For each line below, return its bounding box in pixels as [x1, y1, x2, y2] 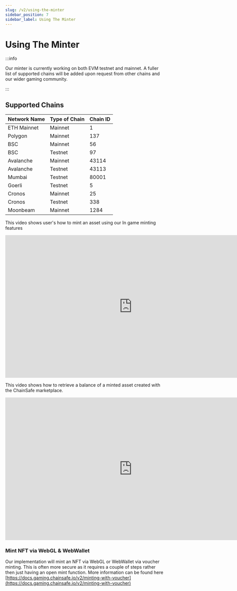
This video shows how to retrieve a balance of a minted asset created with [5, 382, 161, 388]
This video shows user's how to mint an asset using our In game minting [5, 220, 156, 226]
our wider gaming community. [5, 76, 68, 82]
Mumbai [8, 173, 27, 181]
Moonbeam [8, 206, 35, 214]
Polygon [8, 132, 28, 140]
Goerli [8, 182, 22, 189]
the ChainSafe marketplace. [5, 388, 63, 394]
